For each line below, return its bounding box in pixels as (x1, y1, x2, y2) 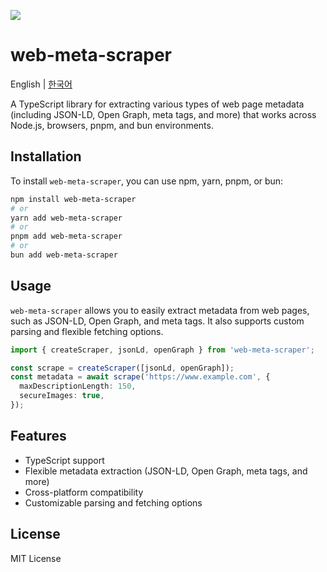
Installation (10, 148, 82, 165)
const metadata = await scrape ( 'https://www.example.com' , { (10, 372, 271, 382)
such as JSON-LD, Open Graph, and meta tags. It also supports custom (10, 315, 305, 327)
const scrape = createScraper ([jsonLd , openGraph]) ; (10, 363, 235, 373)
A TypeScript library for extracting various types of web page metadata (10, 98, 305, 110)
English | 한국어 (10, 78, 73, 90)
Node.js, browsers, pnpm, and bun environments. (10, 119, 214, 131)
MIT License (10, 552, 62, 564)
